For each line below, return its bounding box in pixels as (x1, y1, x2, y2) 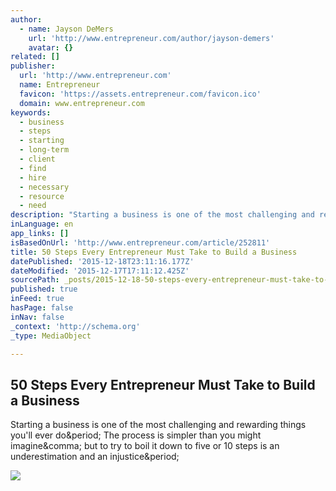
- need (19, 201, 47, 211)
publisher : (10, 61, 56, 71)
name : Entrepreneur (19, 80, 101, 90)
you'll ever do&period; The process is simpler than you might (10, 429, 262, 441)
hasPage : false (10, 303, 74, 313)
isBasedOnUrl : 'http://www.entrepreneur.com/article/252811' (10, 237, 271, 248)
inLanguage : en (10, 219, 74, 230)
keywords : (10, 107, 52, 118)
